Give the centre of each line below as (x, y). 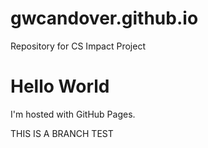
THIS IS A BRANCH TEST (62, 133)
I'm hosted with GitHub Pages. (73, 114)
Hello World (60, 86)
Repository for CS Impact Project (78, 46)
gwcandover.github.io (104, 18)
